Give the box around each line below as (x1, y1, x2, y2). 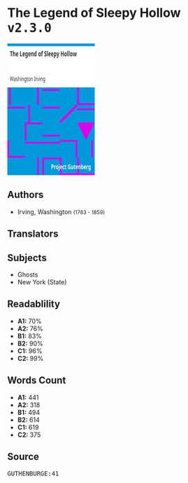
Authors (7, 189, 44, 201)
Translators (7, 228, 59, 240)
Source (7, 451, 40, 463)
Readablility (7, 298, 61, 310)
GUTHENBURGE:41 (7, 470, 59, 478)
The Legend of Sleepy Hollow (7, 5, 181, 21)
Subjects (7, 251, 47, 264)
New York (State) (17, 277, 67, 286)
